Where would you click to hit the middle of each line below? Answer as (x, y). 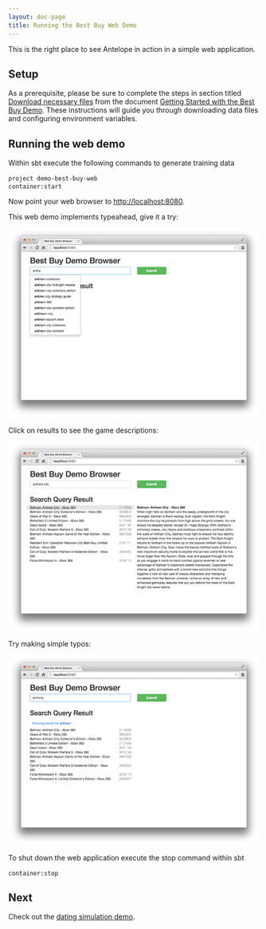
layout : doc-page (37, 17)
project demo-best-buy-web (53, 179)
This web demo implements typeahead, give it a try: (94, 217)
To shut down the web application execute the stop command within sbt (126, 857)
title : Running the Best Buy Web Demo (72, 25)
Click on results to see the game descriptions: (84, 430)
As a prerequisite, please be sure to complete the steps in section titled (125, 93)
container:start (35, 187)
